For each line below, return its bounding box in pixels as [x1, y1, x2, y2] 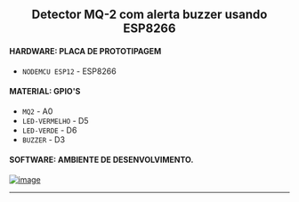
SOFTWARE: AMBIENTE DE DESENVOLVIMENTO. [9, 155, 194, 166]
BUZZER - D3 [21, 133, 65, 145]
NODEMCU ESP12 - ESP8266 [21, 66, 117, 77]
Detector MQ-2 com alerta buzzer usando [31, 7, 268, 22]
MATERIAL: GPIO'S [9, 86, 81, 97]
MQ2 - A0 [21, 106, 53, 117]
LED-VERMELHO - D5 [21, 115, 89, 125]
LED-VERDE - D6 [21, 125, 77, 135]
